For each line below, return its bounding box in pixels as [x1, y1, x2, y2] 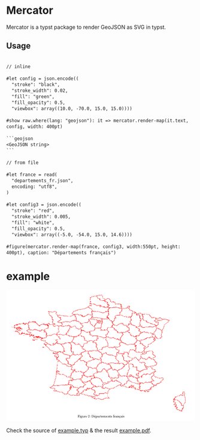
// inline [6, 64, 31, 70]
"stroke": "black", [11, 82, 60, 88]
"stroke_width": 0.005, [11, 214, 71, 220]
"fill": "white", [11, 220, 55, 226]
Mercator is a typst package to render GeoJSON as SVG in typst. [6, 23, 166, 31]
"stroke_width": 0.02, [11, 88, 68, 94]
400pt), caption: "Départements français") [6, 250, 117, 256]
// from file [6, 160, 39, 166]
